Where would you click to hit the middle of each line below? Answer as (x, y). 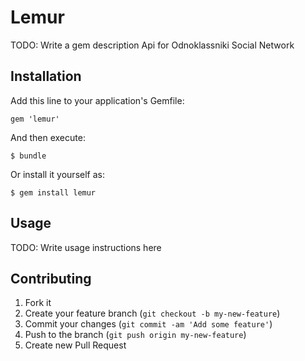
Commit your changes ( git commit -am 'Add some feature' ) (148, 324)
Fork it (38, 303)
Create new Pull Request (75, 345)
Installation (46, 76)
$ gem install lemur (53, 192)
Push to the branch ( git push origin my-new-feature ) (135, 335)
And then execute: (48, 137)
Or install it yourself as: (57, 174)
